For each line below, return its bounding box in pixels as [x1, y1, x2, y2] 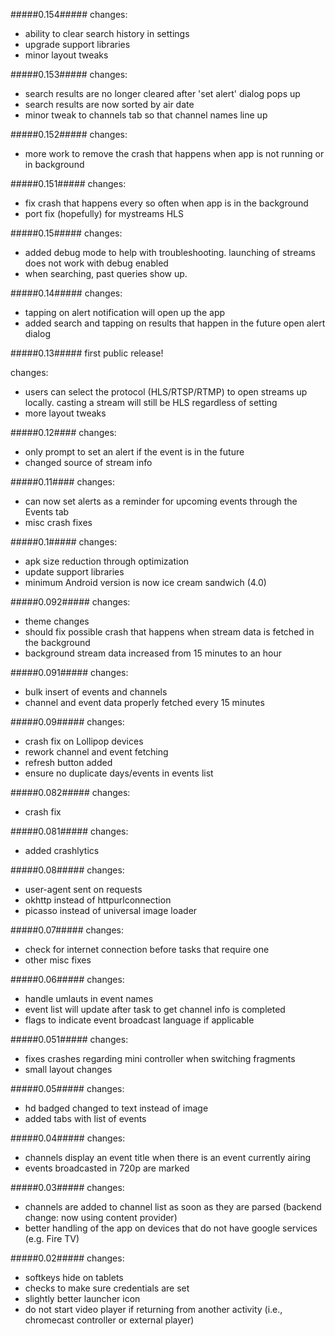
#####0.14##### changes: [10, 287, 123, 299]
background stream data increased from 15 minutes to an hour [24, 647, 282, 659]
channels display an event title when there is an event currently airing [24, 1152, 312, 1163]
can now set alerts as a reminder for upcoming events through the [24, 495, 298, 507]
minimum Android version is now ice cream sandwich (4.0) [24, 577, 267, 588]
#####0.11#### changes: [10, 476, 116, 488]
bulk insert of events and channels [24, 686, 168, 698]
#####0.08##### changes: [10, 864, 125, 876]
